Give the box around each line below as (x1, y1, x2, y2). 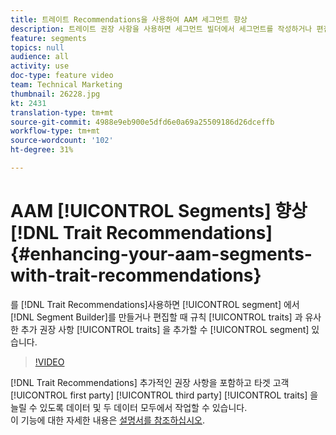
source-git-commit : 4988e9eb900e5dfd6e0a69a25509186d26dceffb (10, 117, 275, 127)
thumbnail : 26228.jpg (10, 89, 101, 99)
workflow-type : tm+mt (10, 126, 101, 136)
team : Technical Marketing (10, 80, 123, 90)
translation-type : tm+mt (10, 107, 114, 118)
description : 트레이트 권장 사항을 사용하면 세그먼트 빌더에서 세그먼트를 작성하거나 (10, 24, 313, 34)
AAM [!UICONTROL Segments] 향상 (10, 200, 308, 223)
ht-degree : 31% (10, 145, 74, 155)
